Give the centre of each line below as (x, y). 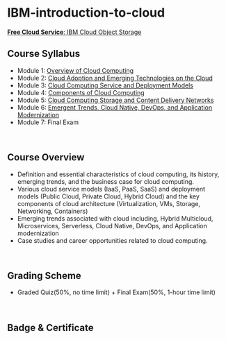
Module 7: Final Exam (48, 122)
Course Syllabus (44, 54)
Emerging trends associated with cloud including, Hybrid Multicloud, (115, 218)
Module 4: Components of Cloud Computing (81, 92)
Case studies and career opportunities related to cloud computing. (112, 240)
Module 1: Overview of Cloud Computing (75, 70)
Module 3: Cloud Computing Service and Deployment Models (105, 85)
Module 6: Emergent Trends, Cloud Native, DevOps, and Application (115, 107)
